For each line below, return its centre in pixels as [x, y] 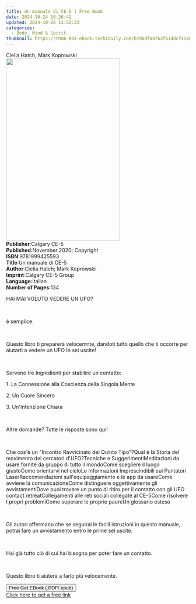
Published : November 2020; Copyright [52, 250]
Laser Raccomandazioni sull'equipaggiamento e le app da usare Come [89, 477]
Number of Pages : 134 [33, 287]
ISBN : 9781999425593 [33, 256]
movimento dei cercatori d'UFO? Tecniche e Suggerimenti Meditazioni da [93, 458]
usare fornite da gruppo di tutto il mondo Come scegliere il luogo [83, 464]
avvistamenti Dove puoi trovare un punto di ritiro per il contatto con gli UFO [95, 489]
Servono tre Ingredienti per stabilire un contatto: [64, 373]
